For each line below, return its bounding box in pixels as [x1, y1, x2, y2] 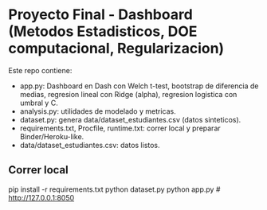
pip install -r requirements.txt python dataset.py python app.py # [8, 185, 221, 194]
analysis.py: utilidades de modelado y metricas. [19, 106, 177, 116]
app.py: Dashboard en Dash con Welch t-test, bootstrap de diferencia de [19, 81, 259, 91]
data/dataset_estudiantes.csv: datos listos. [19, 140, 161, 150]
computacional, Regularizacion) [8, 40, 225, 57]
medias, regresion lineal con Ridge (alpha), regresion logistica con [19, 89, 238, 99]
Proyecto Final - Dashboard [8, 6, 193, 24]
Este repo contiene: [8, 65, 73, 75]
